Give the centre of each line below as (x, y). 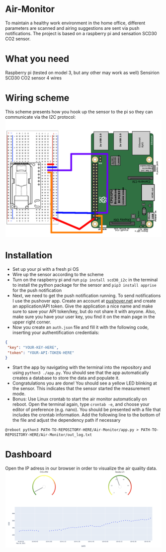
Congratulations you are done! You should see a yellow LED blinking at (85, 383)
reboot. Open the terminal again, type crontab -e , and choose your (81, 404)
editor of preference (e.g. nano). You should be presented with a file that (86, 410)
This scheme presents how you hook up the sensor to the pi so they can (79, 112)
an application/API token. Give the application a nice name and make (83, 306)
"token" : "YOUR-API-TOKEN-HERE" (41, 353)
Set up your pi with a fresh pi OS (45, 269)
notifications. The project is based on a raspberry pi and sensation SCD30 (81, 33)
